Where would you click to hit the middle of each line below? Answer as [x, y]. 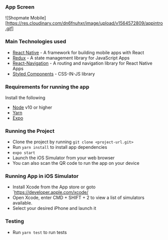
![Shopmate [17, 18]
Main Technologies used [36, 42]
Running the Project [30, 131]
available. [22, 203]
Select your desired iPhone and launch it [54, 208]
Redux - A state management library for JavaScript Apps [71, 58]
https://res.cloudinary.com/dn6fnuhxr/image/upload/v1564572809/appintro [85, 23]
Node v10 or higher [32, 107]
